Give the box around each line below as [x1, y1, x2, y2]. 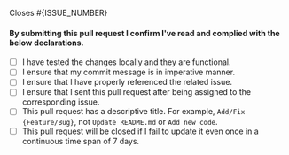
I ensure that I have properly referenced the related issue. [21, 77, 233, 88]
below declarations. [9, 37, 84, 48]
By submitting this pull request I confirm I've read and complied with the [9, 27, 281, 38]
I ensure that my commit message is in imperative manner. [21, 66, 236, 78]
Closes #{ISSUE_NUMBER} [9, 8, 108, 18]
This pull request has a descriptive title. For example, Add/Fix [21, 106, 246, 117]
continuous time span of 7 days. [21, 136, 140, 146]
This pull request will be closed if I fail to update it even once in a [21, 126, 259, 136]
